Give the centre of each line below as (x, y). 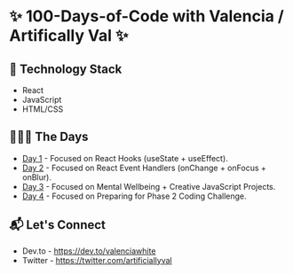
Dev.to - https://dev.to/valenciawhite (89, 251)
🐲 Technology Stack (66, 69)
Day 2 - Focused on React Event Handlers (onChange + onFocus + (144, 168)
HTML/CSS (43, 109)
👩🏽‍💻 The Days (49, 137)
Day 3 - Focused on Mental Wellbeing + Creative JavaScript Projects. (149, 186)
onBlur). (36, 177)
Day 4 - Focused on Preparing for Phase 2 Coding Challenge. (134, 196)
